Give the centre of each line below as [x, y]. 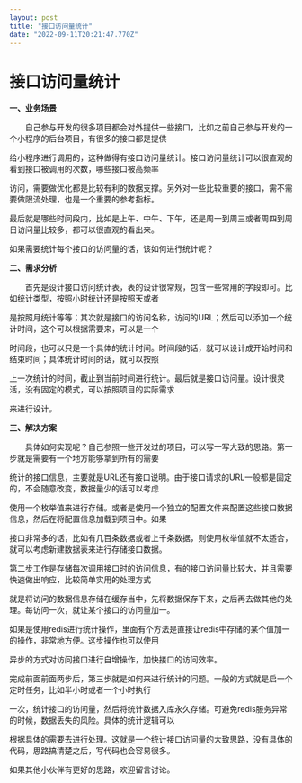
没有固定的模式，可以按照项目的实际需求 [100, 390]
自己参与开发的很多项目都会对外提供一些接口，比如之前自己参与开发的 [155, 128]
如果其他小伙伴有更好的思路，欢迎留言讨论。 [92, 769]
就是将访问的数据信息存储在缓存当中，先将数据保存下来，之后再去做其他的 [147, 598]
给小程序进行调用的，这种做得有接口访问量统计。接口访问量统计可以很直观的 [151, 157]
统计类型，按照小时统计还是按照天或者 [88, 299]
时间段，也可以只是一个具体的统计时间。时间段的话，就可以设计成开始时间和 [151, 348]
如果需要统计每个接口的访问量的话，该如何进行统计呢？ [111, 249]
